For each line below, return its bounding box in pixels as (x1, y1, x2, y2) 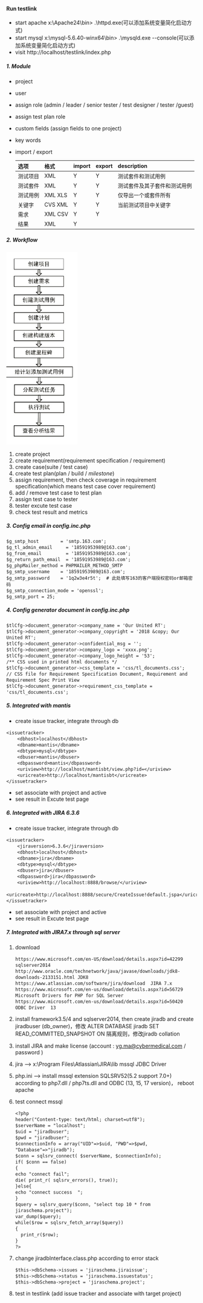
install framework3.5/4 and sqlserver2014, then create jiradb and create (14, 1015, 194, 1023)
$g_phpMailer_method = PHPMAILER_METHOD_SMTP (6, 562, 123, 568)
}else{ (14, 1183, 32, 1190)
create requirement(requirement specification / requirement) (14, 457, 166, 464)
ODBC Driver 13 (14, 1005, 56, 1011)
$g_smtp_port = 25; (6, 593, 56, 600)
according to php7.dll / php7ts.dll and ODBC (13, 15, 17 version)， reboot (14, 1080, 195, 1087)
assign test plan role (14, 113, 66, 121)
